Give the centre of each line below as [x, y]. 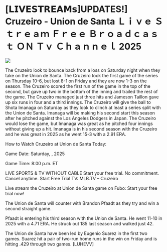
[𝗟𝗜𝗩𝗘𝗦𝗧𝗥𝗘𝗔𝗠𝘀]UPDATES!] [66, 9]
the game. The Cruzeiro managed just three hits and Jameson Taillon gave [82, 97]
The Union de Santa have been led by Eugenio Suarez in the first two [76, 233]
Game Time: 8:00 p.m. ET [32, 163]
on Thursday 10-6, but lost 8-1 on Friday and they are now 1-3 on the [76, 81]
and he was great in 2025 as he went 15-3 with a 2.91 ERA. [66, 134]
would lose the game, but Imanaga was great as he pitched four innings [79, 123]
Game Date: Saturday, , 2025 [35, 154]
